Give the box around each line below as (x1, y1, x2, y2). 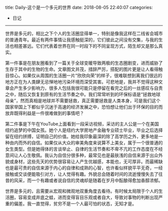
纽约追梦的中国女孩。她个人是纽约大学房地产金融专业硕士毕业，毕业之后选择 (5, 127, 163, 133)
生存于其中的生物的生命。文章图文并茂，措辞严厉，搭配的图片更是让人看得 (5, 66, 158, 72)
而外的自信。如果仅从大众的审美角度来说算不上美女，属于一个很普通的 (18, 140, 163, 146)
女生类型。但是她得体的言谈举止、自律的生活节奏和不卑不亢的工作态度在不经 (5, 146, 163, 152)
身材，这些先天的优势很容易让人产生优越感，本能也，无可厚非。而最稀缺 (13, 159, 163, 164)
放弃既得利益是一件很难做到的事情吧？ (5, 110, 84, 116)
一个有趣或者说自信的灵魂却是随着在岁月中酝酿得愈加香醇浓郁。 (31, 177, 163, 183)
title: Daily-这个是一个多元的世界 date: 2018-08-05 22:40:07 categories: (5, 5, 153, 10)
